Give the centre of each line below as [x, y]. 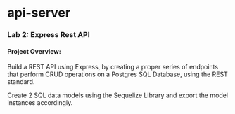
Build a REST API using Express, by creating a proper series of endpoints [113, 67]
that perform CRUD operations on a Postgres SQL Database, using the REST [118, 74]
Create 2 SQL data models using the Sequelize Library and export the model [118, 95]
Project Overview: [34, 51]
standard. [21, 82]
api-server [39, 13]
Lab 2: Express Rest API [49, 35]
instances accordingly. [40, 103]
